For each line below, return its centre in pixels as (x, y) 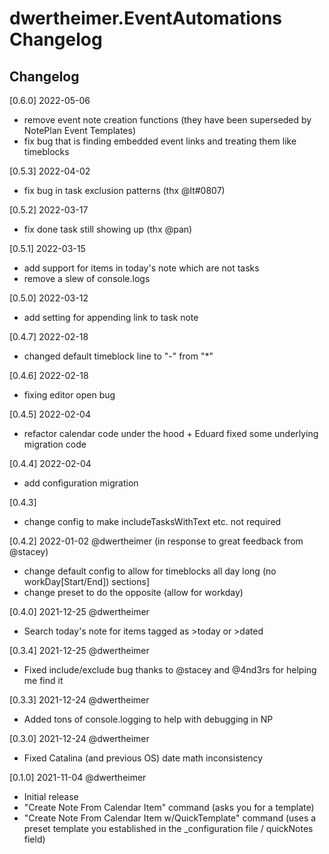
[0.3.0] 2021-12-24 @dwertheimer (79, 738)
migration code (55, 444)
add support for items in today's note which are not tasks (141, 268)
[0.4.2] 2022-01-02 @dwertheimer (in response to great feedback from (156, 541)
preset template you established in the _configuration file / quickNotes (168, 828)
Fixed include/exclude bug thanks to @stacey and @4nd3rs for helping (170, 670)
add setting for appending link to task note (111, 317)
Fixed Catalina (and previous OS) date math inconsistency (143, 758)
